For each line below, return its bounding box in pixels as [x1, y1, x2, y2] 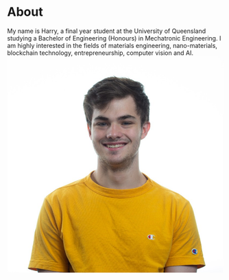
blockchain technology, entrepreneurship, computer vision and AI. [7, 49, 194, 57]
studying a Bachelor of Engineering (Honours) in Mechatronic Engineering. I [7, 34, 221, 42]
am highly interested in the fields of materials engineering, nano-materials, [7, 41, 218, 49]
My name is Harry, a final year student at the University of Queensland [7, 27, 206, 35]
